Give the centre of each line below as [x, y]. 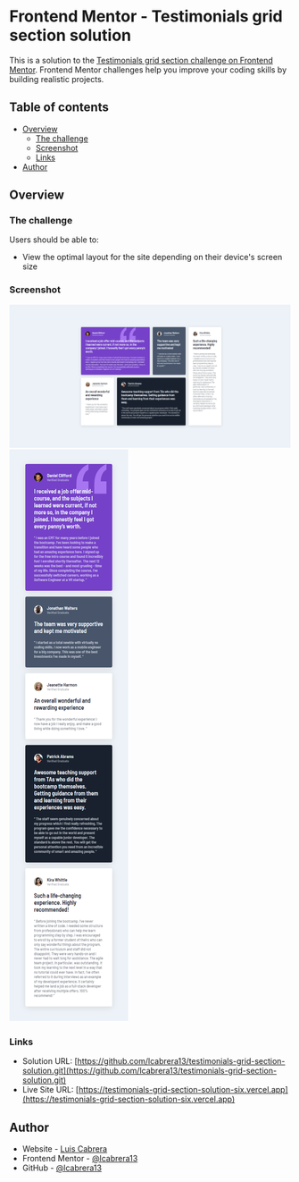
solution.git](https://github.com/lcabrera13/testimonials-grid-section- [149, 1071]
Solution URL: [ [50, 1061]
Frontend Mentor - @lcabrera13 [80, 1159]
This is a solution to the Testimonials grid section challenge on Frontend [141, 60]
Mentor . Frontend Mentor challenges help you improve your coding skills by [148, 70]
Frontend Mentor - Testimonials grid [146, 17]
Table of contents [59, 108]
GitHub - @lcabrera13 [62, 1168]
